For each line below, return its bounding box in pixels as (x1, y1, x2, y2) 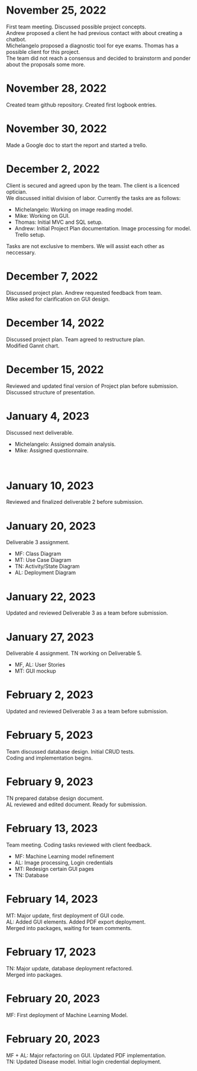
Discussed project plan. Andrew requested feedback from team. (6, 289, 163, 296)
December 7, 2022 (6, 269, 98, 283)
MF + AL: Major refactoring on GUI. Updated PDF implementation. (6, 1051, 167, 1059)
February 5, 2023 (6, 729, 93, 742)
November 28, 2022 (6, 82, 107, 95)
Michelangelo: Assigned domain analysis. (14, 440, 116, 448)
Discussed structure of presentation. (6, 388, 96, 395)
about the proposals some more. (6, 60, 86, 68)
